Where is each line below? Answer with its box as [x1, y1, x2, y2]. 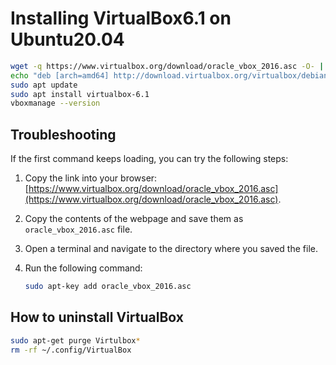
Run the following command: [24, 262, 143, 274]
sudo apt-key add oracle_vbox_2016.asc [24, 282, 192, 292]
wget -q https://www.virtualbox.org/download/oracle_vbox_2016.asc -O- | [10, 61, 325, 71]
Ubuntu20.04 [10, 28, 125, 51]
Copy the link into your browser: [24, 172, 158, 184]
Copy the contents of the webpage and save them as [24, 213, 244, 225]
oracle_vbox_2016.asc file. [24, 223, 133, 236]
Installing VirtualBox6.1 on [10, 7, 232, 30]
